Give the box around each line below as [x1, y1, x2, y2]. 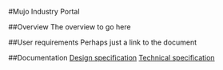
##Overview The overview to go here [8, 22, 131, 31]
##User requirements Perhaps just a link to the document [8, 37, 197, 47]
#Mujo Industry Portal [8, 7, 80, 16]
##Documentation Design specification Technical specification [8, 53, 215, 62]
